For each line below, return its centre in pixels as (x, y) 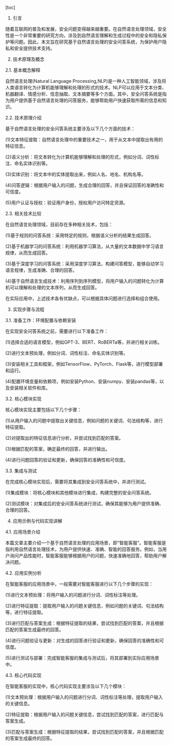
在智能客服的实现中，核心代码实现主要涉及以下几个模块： (66, 686)
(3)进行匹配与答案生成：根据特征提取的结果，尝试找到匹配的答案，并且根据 (84, 623)
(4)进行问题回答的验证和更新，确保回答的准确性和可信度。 (67, 460)
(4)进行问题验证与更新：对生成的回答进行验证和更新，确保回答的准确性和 (82, 641)
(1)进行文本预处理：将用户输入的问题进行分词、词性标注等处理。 (73, 595)
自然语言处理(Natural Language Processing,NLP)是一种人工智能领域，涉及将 (86, 81)
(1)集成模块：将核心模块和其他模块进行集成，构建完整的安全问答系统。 (80, 493)
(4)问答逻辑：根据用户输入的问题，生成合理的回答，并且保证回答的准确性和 (85, 185)
